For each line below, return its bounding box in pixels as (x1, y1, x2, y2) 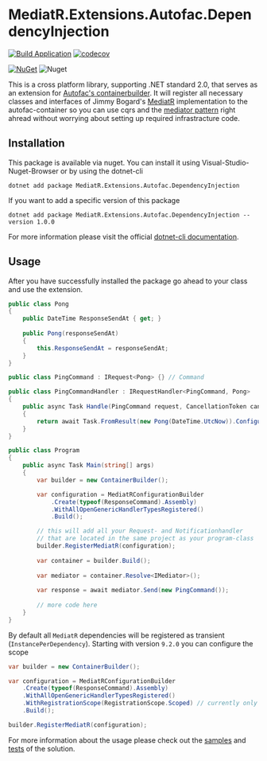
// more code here (37, 601, 98, 610)
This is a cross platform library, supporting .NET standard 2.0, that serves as (8, 80, 258, 89)
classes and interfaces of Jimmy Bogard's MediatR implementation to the (8, 96, 248, 106)
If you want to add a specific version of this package (8, 195, 180, 205)
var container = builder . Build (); (37, 556, 151, 564)
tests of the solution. (8, 743, 75, 753)
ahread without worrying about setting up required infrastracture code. (8, 113, 241, 123)
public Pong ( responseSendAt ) (22, 330, 119, 338)
